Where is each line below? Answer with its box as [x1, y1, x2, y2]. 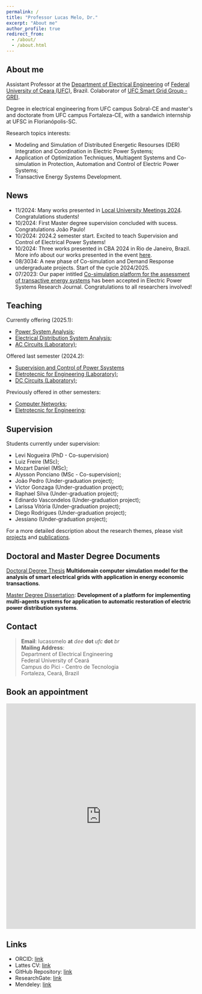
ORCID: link [14, 956, 44, 963]
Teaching [6, 300, 42, 310]
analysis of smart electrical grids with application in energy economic [6, 573, 185, 580]
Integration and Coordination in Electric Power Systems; [14, 147, 154, 155]
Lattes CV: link [14, 962, 51, 969]
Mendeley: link [14, 981, 52, 988]
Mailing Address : [20, 644, 65, 651]
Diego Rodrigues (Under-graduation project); [14, 509, 127, 517]
